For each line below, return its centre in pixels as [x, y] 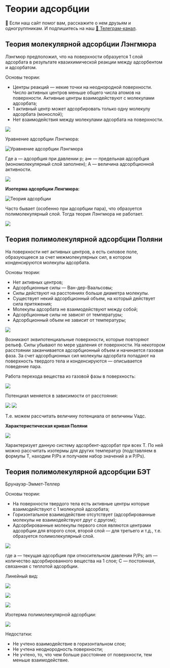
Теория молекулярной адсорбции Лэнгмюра [81, 44]
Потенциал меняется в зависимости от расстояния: [62, 396]
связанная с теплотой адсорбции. [42, 566]
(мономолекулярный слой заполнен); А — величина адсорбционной [80, 164]
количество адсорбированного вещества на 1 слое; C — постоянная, [80, 561]
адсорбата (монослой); [38, 114]
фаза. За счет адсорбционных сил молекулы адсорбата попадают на [80, 355]
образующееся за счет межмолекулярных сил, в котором [69, 257]
